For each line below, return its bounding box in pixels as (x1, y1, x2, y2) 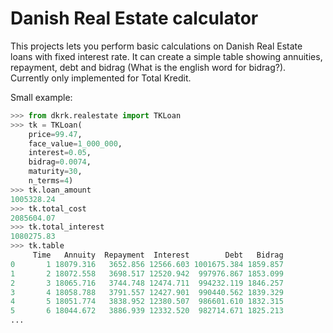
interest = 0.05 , (28, 148, 92, 158)
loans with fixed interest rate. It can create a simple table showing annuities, (10, 50, 323, 62)
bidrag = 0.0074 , (28, 157, 92, 167)
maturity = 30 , (28, 167, 83, 177)
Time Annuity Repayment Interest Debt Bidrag (32, 250, 284, 261)
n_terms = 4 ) (28, 176, 74, 186)
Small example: (10, 91, 73, 103)
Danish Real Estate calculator (10, 7, 259, 30)
